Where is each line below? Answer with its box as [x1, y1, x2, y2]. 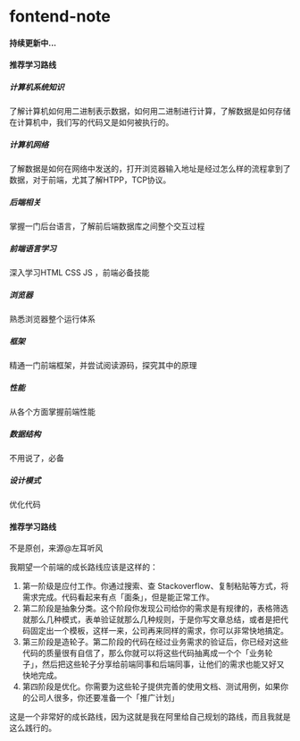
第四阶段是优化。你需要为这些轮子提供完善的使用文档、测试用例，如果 [21, 681, 281, 692]
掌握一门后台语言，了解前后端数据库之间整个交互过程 [9, 221, 205, 232]
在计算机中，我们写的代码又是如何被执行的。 [9, 117, 174, 128]
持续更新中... [9, 38, 57, 48]
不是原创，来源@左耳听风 [9, 543, 104, 553]
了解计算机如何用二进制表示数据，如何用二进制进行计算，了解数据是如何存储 [9, 105, 291, 117]
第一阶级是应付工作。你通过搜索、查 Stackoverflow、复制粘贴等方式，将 [21, 581, 289, 592]
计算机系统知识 [9, 81, 64, 92]
